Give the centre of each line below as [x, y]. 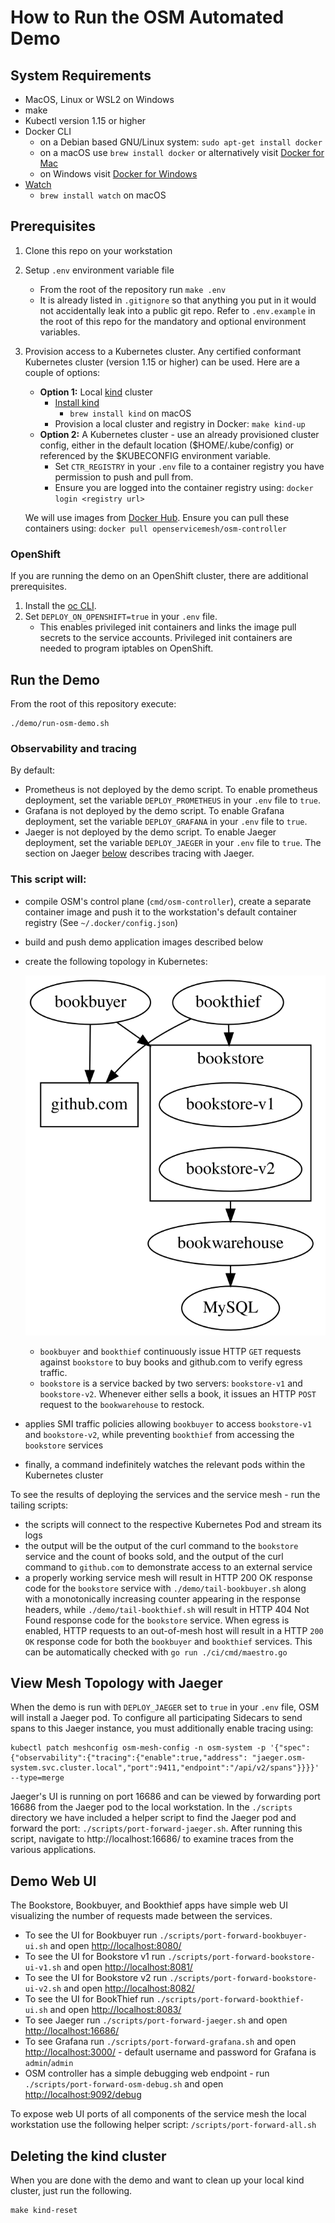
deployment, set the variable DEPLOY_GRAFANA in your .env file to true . [166, 822]
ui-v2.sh [43, 1989]
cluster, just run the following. [71, 2191]
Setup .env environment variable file [99, 270]
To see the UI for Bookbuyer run [91, 1935]
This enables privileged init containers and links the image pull [168, 627]
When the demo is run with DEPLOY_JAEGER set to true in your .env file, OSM [165, 1707]
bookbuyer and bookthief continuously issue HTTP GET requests [170, 1351]
